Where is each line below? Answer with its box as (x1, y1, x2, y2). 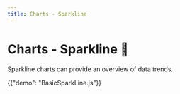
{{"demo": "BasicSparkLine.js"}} (7, 78, 101, 87)
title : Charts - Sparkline (7, 10, 87, 18)
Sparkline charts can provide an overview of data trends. (7, 65, 174, 73)
